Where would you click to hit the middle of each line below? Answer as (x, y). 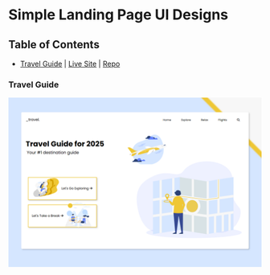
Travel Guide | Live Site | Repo (70, 64)
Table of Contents (54, 45)
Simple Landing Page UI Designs (119, 15)
